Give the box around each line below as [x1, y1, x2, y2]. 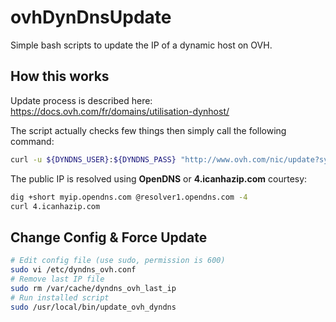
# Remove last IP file [10, 274, 105, 284]
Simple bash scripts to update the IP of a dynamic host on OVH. [10, 39, 273, 51]
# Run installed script [10, 292, 110, 303]
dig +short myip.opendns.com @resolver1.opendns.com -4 [10, 192, 248, 202]
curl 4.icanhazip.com [10, 201, 101, 211]
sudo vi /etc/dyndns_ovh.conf [10, 265, 137, 275]
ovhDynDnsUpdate [10, 6, 172, 29]
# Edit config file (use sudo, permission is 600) [10, 256, 226, 266]
